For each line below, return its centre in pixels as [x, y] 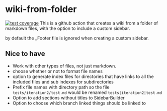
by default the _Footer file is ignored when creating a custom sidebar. [77, 38]
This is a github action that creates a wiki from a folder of [99, 23]
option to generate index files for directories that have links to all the [83, 76]
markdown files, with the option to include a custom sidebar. [68, 28]
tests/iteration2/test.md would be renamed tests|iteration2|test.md [87, 92]
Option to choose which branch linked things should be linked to [79, 103]
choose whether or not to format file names [58, 71]
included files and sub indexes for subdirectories [63, 81]
